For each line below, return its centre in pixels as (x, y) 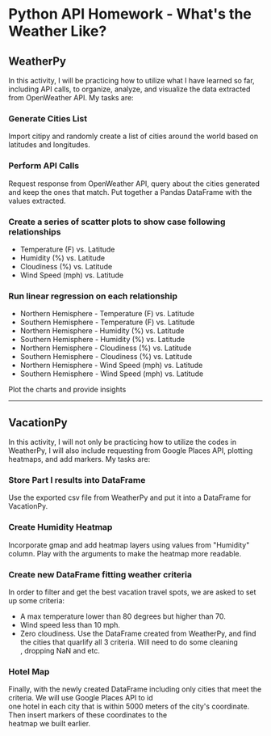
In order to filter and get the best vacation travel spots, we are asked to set (132, 592)
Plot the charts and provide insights (67, 390)
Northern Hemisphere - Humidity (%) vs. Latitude (102, 331)
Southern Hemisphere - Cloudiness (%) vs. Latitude (106, 357)
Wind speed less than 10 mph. (70, 624)
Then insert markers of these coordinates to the (88, 715)
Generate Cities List (48, 118)
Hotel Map (29, 671)
